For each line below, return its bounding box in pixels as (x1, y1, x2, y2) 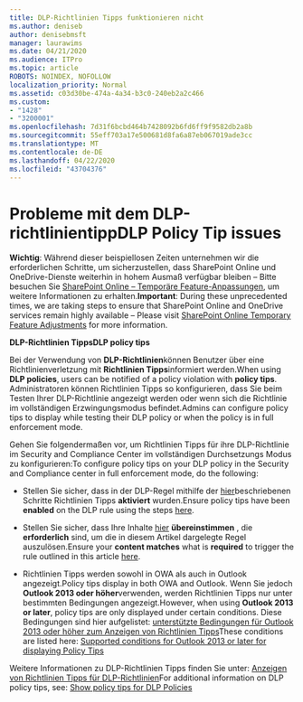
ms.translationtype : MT (9, 139, 99, 148)
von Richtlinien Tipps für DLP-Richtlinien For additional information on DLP (9, 672, 284, 683)
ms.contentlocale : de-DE (9, 147, 103, 156)
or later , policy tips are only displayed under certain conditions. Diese (22, 607, 282, 618)
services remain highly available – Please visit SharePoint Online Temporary (9, 310, 291, 321)
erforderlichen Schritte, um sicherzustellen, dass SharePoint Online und (9, 262, 277, 273)
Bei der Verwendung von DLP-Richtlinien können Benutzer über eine (9, 354, 265, 366)
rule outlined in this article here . (22, 551, 141, 562)
